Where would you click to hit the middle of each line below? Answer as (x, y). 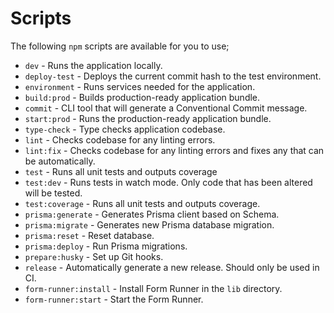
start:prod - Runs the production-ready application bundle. (148, 118)
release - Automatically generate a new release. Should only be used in (172, 267)
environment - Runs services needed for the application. (140, 86)
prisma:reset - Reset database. (89, 235)
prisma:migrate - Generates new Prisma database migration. (149, 224)
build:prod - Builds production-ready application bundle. (142, 97)
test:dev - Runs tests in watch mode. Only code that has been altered (168, 182)
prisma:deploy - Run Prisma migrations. (106, 246)
